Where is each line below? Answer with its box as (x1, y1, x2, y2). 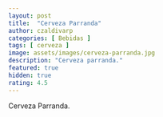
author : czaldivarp (8, 26, 74, 34)
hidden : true (8, 71, 52, 79)
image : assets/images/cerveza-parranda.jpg (8, 49, 156, 57)
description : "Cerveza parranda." (8, 57, 124, 65)
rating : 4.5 (8, 79, 48, 87)
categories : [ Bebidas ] (8, 34, 91, 42)
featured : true (8, 64, 59, 72)
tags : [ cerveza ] (8, 42, 70, 50)
